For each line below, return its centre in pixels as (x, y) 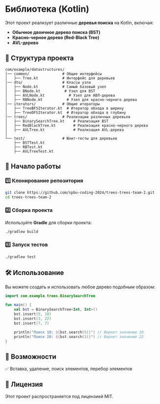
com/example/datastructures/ (35, 69)
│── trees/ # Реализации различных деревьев (68, 117)
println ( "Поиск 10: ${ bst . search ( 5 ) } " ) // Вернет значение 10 (79, 332)
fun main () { (18, 305)
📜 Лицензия (24, 385)
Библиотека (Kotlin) (47, 9)
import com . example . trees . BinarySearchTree (50, 296)
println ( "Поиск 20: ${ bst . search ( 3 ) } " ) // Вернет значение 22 (79, 337)
